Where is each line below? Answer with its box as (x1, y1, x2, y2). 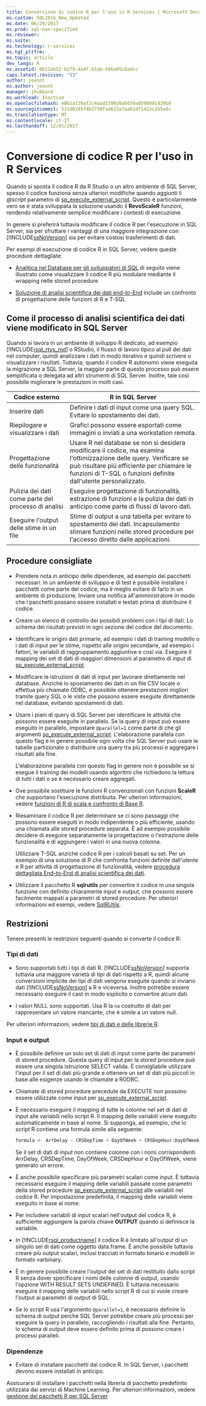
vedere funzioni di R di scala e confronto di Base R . (15, 800, 145, 807)
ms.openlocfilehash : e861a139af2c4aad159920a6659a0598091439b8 (6, 100, 172, 106)
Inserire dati (9, 407, 44, 415)
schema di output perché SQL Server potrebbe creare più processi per (15, 1312, 194, 1320)
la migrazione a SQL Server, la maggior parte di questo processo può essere (6, 365, 199, 372)
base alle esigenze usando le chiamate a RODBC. (15, 1076, 140, 1083)
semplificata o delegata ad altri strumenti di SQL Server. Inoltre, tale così (6, 372, 189, 379)
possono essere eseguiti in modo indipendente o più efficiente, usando (15, 818, 195, 826)
